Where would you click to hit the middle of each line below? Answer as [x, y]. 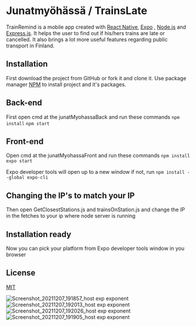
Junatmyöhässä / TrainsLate [77, 11]
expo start [19, 161]
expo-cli [38, 178]
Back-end [24, 103]
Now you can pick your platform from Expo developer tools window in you [95, 248]
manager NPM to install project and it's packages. [66, 84]
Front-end [25, 141]
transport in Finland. [30, 46]
